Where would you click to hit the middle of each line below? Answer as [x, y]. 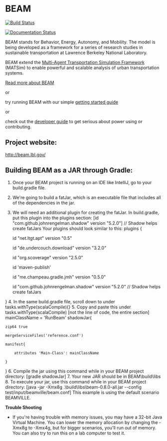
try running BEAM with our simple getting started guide [62, 102]
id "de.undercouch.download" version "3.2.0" [59, 248]
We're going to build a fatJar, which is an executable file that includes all [86, 197]
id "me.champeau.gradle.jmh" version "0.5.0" [59, 277]
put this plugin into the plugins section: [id [55, 218]
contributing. [18, 127]
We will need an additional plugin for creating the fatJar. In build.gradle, [86, 212]
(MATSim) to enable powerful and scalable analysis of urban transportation [82, 68]
